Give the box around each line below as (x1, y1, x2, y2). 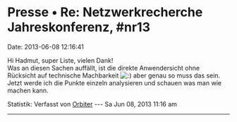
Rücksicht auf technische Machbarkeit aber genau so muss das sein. (7, 71, 221, 80)
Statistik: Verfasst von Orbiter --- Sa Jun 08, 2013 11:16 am (7, 99, 178, 108)
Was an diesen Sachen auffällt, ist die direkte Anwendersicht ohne (7, 63, 200, 72)
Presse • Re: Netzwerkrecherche (7, 4, 203, 20)
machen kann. (7, 86, 49, 94)
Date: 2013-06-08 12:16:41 (7, 42, 85, 51)
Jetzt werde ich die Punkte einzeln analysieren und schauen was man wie (7, 78, 222, 87)
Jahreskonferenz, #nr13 (7, 19, 150, 35)
